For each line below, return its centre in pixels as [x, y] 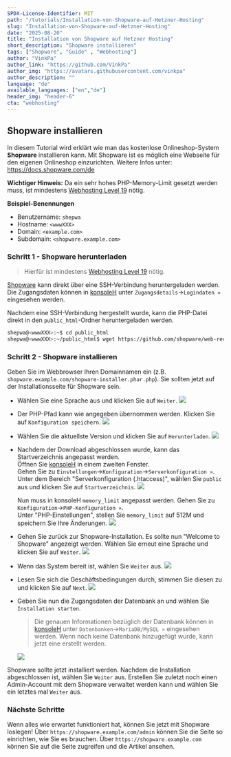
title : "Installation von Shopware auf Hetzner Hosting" [90, 39]
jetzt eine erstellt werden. [70, 643]
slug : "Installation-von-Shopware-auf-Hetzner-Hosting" [89, 26]
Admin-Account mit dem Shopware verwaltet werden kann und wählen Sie [113, 685]
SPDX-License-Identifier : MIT [51, 13]
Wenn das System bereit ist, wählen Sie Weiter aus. [90, 566]
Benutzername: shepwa [49, 217]
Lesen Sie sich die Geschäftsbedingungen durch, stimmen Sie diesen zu [119, 579]
